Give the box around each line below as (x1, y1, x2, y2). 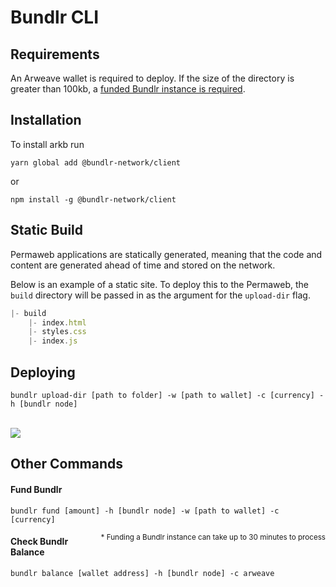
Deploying (10, 364, 76, 381)
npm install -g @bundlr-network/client (10, 194, 177, 205)
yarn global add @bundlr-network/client (10, 157, 182, 168)
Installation (10, 112, 82, 129)
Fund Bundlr (10, 483, 63, 495)
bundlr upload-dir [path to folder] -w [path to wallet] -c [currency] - (10, 390, 325, 400)
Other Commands (10, 456, 124, 473)
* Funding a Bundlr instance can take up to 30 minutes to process (100, 532, 326, 542)
